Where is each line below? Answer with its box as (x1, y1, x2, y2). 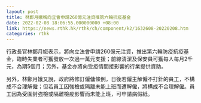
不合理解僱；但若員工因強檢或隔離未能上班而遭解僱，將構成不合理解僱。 (11, 83, 190, 90)
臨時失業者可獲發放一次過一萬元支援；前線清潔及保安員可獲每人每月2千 (16, 55, 193, 63)
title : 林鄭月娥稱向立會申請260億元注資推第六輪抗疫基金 (6, 14, 132, 20)
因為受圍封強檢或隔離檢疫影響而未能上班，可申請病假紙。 (11, 90, 153, 98)
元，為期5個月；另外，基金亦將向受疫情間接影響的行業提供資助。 (6, 63, 167, 70)
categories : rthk (6, 31, 50, 37)
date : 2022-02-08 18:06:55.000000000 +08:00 (6, 20, 119, 26)
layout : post (6, 8, 39, 15)
